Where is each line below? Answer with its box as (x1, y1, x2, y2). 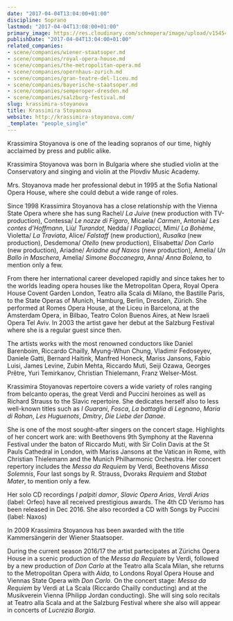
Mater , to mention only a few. (7, 477, 91, 485)
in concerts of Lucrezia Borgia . (7, 606, 96, 614)
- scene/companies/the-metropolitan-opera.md (7, 62, 141, 69)
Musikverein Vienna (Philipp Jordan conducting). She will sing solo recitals (7, 591, 221, 599)
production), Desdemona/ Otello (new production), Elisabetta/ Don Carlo (7, 238, 214, 247)
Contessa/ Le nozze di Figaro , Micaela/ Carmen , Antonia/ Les (44, 216, 220, 224)
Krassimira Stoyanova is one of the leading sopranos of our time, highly (7, 139, 212, 147)
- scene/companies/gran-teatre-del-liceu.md (7, 74, 138, 82)
